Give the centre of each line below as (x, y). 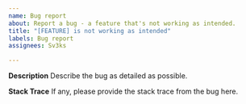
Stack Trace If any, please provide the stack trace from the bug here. (123, 92)
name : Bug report (38, 16)
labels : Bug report (41, 38)
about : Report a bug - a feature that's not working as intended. (122, 23)
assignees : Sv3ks (38, 46)
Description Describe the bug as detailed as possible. (98, 76)
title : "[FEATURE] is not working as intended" (90, 31)
